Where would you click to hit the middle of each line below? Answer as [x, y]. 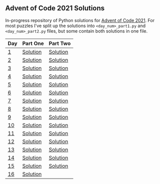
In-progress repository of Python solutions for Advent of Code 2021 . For [80, 20]
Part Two [60, 43]
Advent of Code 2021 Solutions [55, 8]
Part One [33, 43]
